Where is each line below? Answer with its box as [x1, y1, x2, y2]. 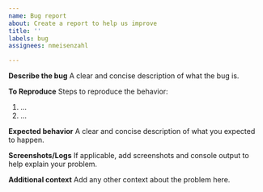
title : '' [8, 27, 42, 35]
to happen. [8, 135, 45, 145]
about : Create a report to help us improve [8, 19, 158, 27]
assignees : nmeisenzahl [8, 42, 89, 50]
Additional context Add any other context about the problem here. [8, 175, 231, 185]
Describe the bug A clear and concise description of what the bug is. [8, 71, 240, 81]
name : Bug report [8, 11, 67, 20]
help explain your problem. [8, 159, 98, 169]
